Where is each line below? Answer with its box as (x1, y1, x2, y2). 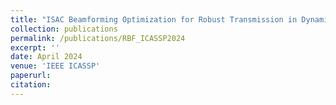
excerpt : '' (10, 42, 60, 53)
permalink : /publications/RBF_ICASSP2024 (10, 33, 186, 43)
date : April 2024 (10, 52, 83, 62)
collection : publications (10, 24, 118, 34)
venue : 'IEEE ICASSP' (10, 61, 101, 71)
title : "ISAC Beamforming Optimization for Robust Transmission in (10, 14, 298, 25)
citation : (10, 80, 52, 90)
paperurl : (10, 71, 52, 81)
